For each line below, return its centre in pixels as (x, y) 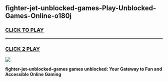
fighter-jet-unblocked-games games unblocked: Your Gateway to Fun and (84, 69)
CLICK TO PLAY (24, 30)
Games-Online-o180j (38, 16)
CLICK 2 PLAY (22, 49)
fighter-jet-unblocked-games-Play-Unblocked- (81, 8)
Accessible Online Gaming (33, 74)
